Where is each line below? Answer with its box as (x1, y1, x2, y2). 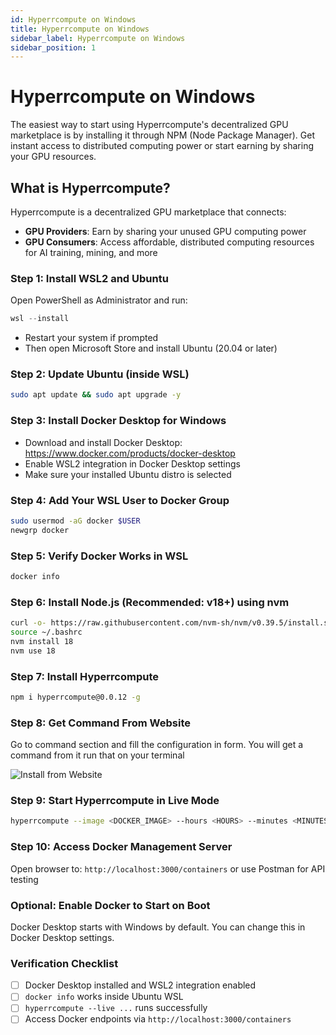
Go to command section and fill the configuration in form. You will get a (10, 739, 304, 751)
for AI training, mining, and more (24, 247, 158, 258)
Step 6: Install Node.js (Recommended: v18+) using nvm (10, 595, 290, 609)
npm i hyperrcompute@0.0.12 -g (10, 692, 141, 702)
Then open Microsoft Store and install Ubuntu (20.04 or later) (24, 342, 278, 355)
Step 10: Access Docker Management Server (10, 840, 233, 854)
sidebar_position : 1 (10, 42, 97, 53)
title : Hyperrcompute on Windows (10, 24, 150, 34)
